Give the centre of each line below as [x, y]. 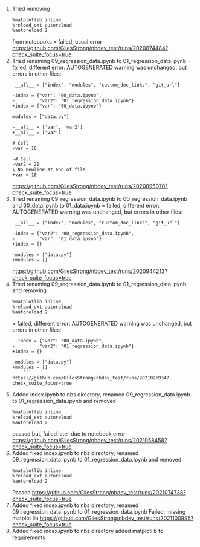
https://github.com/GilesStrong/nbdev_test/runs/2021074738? [109, 492]
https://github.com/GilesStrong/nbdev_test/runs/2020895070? [90, 186]
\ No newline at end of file [49, 169]
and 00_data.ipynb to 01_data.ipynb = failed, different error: [86, 205]
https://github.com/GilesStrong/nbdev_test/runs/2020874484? [90, 48]
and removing [29, 290]
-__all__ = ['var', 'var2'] [47, 127]
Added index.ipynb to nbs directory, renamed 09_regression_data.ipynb [101, 395]
